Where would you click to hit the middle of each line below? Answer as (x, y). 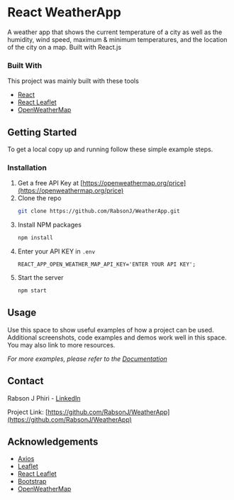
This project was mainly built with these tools (73, 81)
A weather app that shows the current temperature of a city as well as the (115, 32)
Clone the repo (39, 198)
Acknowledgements (53, 441)
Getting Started (42, 132)
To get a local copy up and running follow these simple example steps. (110, 149)
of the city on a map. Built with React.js (65, 47)
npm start (32, 291)
